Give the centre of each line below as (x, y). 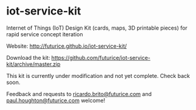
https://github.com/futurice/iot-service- (101, 57)
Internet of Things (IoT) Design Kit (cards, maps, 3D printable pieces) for (97, 28)
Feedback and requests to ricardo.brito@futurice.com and (79, 94)
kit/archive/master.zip (33, 64)
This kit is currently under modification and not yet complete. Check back (98, 76)
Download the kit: (28, 57)
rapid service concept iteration (45, 34)
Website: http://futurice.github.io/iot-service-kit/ (67, 46)
